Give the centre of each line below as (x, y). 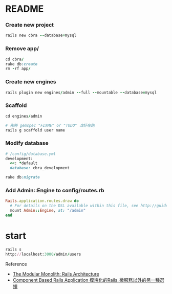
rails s (14, 249)
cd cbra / (15, 59)
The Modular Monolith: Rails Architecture (56, 274)
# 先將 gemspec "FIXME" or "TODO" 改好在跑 (50, 125)
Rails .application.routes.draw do (42, 201)
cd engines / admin (24, 116)
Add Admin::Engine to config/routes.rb (55, 190)
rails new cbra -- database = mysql (41, 36)
